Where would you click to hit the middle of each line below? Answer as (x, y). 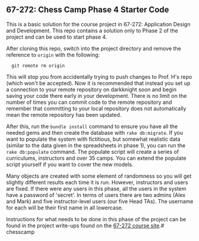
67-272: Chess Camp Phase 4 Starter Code (88, 10)
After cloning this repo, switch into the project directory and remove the (94, 48)
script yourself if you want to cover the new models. (70, 164)
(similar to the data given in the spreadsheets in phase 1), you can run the (96, 145)
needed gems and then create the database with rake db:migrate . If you (94, 132)
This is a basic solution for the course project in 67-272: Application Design (98, 24)
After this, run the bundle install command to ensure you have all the (92, 126)
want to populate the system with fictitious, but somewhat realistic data (93, 139)
